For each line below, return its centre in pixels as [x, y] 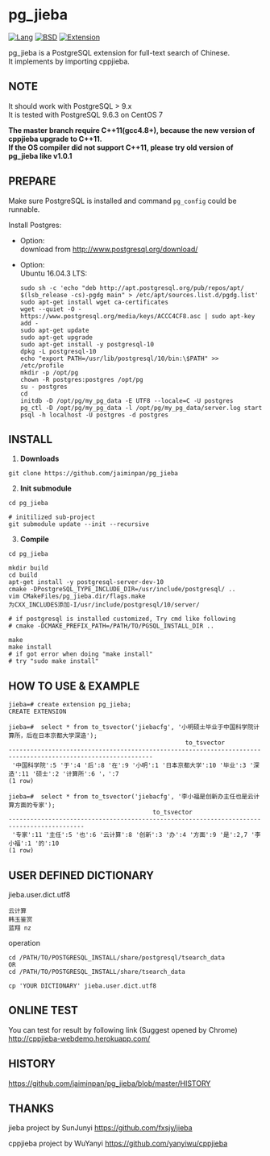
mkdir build [28, 568]
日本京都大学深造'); [68, 736]
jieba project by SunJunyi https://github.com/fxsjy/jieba [100, 1128]
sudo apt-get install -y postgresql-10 [87, 344]
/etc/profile [42, 365]
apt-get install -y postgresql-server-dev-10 [86, 582]
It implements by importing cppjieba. [69, 61]
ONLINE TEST [44, 1011]
